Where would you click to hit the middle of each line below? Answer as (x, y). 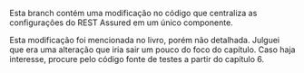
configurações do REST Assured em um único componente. (121, 23)
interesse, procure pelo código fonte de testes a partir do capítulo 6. (137, 59)
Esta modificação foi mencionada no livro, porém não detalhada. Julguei (144, 40)
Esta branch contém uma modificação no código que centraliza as (133, 13)
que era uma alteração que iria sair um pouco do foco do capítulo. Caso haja (152, 50)
